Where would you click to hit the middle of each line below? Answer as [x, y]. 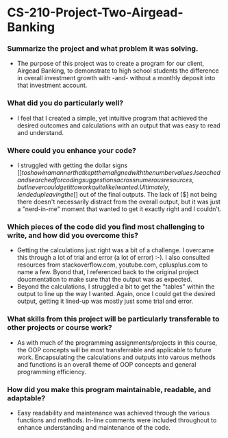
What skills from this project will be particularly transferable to [113, 319]
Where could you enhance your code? [72, 150]
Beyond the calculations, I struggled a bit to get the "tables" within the [116, 287]
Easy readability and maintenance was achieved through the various [113, 413]
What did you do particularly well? [65, 103]
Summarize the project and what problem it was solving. [103, 49]
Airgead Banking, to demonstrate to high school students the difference [118, 71]
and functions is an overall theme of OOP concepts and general [106, 364]
